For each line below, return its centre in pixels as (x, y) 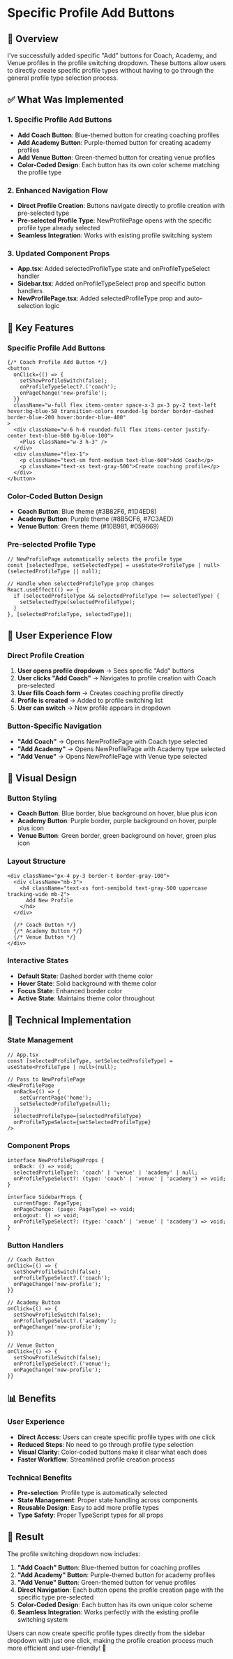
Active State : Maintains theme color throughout (86, 998)
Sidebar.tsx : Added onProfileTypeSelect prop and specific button (111, 283)
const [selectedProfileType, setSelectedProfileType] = (90, 1061)
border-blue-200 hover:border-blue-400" (67, 417)
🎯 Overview (33, 39)
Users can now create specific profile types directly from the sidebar (106, 1633)
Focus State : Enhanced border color (70, 990)
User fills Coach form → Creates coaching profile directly (100, 693)
